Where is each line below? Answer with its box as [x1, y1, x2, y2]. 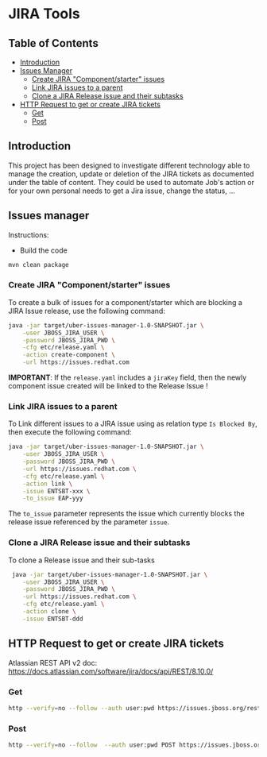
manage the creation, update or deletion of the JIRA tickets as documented [8, 168, 254, 179]
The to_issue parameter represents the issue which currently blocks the [8, 509, 245, 519]
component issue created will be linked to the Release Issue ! [8, 381, 208, 391]
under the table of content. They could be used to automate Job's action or [8, 177, 255, 187]
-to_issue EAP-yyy [22, 494, 83, 503]
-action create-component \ [22, 351, 115, 359]
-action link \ [22, 480, 73, 488]
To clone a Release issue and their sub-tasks [8, 555, 155, 565]
